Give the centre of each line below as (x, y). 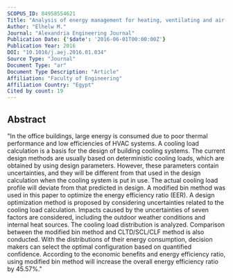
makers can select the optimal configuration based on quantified (100, 247)
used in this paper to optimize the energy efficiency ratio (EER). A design (111, 195)
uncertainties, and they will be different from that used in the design (104, 173)
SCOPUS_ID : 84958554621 (42, 14)
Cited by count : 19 (35, 91)
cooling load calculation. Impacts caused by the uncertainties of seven (108, 210)
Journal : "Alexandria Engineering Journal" (71, 33)
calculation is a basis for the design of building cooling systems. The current (116, 151)
